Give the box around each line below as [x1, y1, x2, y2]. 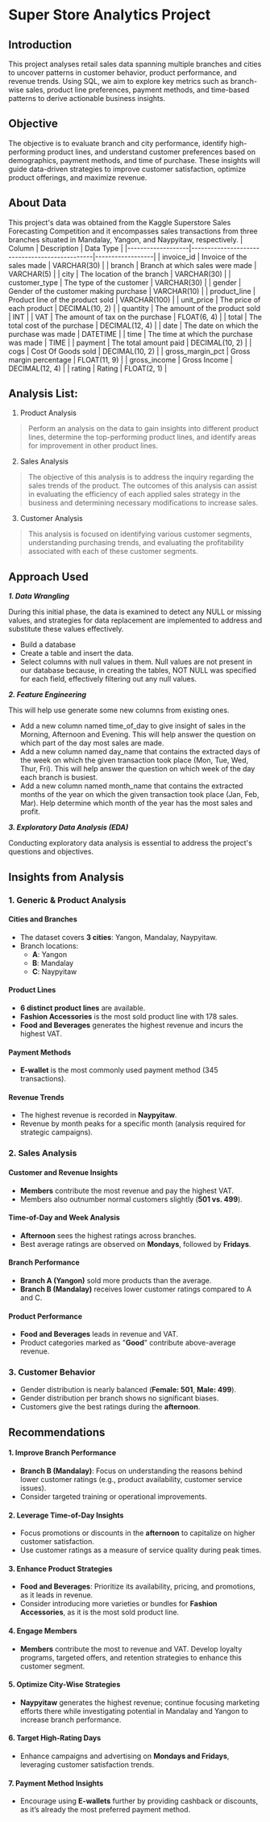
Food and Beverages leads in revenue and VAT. [19, 1329, 179, 1339]
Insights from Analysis [8, 870, 125, 884]
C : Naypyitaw [31, 967, 77, 976]
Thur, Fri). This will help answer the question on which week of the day [19, 764, 255, 774]
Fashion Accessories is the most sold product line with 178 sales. [19, 1011, 239, 1021]
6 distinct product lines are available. [19, 1003, 146, 1013]
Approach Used [8, 569, 89, 583]
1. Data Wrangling [8, 591, 70, 601]
